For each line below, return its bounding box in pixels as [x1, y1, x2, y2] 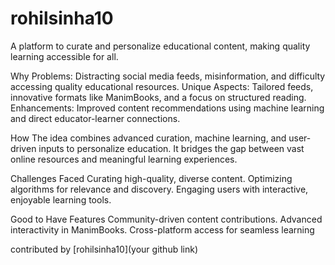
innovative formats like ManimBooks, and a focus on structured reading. [10, 91, 307, 103]
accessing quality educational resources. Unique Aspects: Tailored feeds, [10, 80, 314, 92]
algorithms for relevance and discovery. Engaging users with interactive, [10, 183, 309, 195]
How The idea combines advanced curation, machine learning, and [10, 132, 287, 144]
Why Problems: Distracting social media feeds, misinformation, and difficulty [10, 70, 326, 82]
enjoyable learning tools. [10, 193, 112, 206]
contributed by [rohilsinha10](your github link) [10, 243, 199, 255]
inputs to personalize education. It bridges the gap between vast [38, 142, 305, 154]
